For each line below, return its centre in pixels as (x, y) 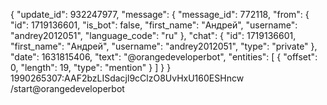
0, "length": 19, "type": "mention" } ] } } (91, 67)
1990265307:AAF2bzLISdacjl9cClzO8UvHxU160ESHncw (127, 78)
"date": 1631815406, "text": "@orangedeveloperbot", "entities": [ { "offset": (164, 57)
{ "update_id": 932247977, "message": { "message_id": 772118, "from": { (160, 14)
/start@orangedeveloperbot (67, 88)
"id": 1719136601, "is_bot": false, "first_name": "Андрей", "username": (154, 25)
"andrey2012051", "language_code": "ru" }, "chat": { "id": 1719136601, (153, 35)
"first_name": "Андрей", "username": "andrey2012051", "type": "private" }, (164, 46)
